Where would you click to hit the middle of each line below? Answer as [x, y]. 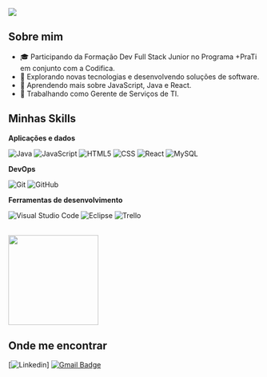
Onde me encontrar [58, 346]
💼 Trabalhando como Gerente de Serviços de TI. [99, 93]
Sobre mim [36, 37]
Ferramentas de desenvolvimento [66, 200]
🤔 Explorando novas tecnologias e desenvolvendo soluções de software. [139, 77]
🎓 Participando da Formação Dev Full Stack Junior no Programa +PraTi [138, 57]
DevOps [22, 169]
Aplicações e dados [42, 138]
